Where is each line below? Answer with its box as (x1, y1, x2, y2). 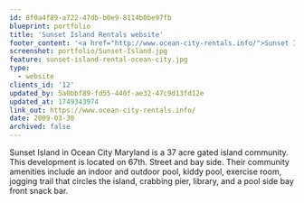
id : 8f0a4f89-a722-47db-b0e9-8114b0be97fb (9, 13, 172, 23)
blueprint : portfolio (9, 22, 91, 31)
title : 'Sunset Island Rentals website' (9, 30, 165, 39)
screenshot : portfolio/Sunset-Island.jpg (9, 47, 168, 56)
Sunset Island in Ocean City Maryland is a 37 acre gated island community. (9, 147, 290, 158)
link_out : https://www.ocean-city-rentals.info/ (9, 106, 196, 115)
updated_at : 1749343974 (9, 97, 100, 106)
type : (9, 64, 30, 73)
